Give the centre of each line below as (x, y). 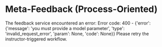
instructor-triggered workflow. (36, 39)
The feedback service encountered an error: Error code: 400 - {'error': (78, 23)
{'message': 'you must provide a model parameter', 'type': (65, 28)
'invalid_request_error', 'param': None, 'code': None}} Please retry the (77, 33)
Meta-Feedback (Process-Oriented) (81, 9)
